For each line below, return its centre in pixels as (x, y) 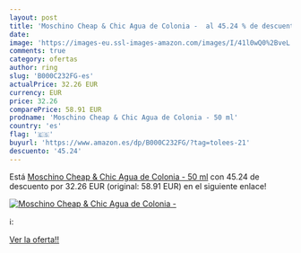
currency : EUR (36, 92)
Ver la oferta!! (34, 240)
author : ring (34, 68)
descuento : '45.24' (46, 151)
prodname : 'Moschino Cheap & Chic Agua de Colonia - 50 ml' (124, 118)
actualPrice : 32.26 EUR (54, 84)
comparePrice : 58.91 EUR (56, 109)
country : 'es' (36, 126)
